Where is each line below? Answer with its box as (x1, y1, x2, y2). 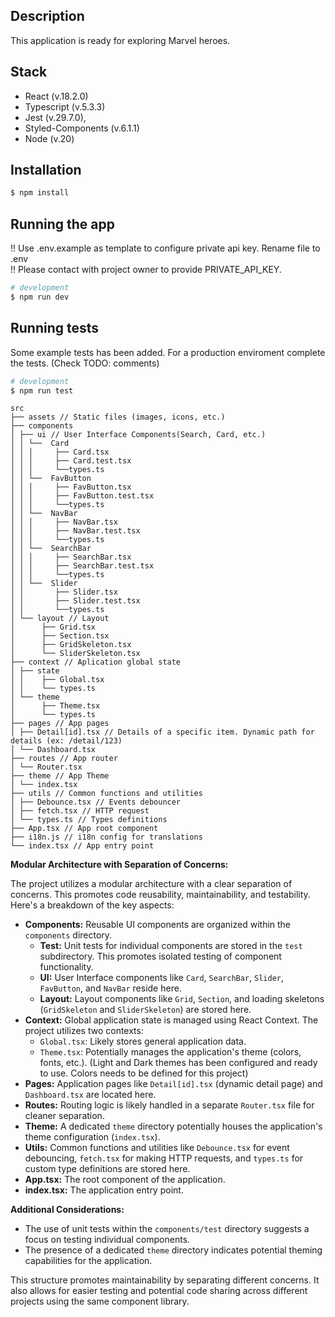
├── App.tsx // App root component (10, 824, 159, 834)
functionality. (39, 961, 94, 973)
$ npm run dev (10, 292, 70, 302)
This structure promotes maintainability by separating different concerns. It (10, 1274, 320, 1286)
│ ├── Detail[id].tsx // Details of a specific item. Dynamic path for (10, 727, 315, 738)
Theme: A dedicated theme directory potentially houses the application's (24, 1120, 323, 1133)
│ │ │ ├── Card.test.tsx (10, 456, 132, 466)
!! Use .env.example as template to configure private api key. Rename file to (10, 242, 321, 254)
